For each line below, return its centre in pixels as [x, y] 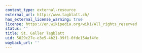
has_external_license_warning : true [44, 19]
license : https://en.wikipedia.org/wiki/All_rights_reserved [71, 24]
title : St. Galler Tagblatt [35, 33]
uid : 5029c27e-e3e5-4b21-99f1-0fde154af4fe [52, 38]
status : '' [17, 29]
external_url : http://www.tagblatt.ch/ [47, 15]
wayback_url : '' [22, 43]
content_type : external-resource [41, 10]
